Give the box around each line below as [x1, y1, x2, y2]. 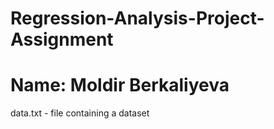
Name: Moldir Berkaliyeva [10, 74, 230, 97]
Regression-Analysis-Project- [10, 7, 265, 30]
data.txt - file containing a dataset [10, 107, 150, 119]
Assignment [10, 28, 114, 51]
